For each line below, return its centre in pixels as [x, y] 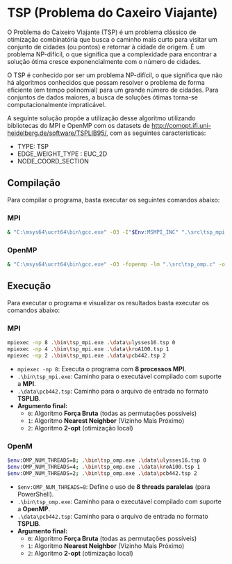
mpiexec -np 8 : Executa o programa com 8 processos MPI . [101, 369]
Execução [29, 286]
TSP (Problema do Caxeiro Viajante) [113, 13]
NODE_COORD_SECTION [53, 161]
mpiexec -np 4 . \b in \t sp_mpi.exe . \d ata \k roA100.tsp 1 [88, 349]
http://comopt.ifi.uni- [182, 125]
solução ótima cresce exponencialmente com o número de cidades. [104, 61]
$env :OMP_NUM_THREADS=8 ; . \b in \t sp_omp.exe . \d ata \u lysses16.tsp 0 [107, 460]
